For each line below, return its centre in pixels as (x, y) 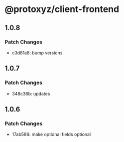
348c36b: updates (31, 93)
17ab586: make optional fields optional (51, 134)
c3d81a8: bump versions (37, 52)
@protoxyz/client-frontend (62, 9)
